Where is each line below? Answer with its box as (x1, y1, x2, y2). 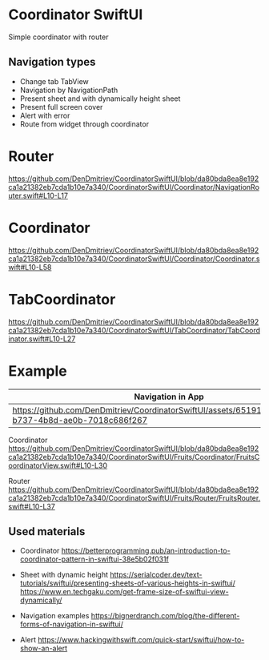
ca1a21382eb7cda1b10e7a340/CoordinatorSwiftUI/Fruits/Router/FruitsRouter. (8, 493, 261, 502)
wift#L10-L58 (8, 262, 52, 272)
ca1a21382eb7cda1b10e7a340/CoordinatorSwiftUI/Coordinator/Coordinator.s (8, 254, 260, 264)
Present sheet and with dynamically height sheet (19, 94, 181, 103)
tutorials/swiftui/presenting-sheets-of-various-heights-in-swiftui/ (19, 578, 236, 588)
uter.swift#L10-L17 (8, 191, 68, 200)
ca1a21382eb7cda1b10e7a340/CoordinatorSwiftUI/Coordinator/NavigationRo (8, 182, 260, 191)
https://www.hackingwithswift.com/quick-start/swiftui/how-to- (38, 635, 245, 645)
